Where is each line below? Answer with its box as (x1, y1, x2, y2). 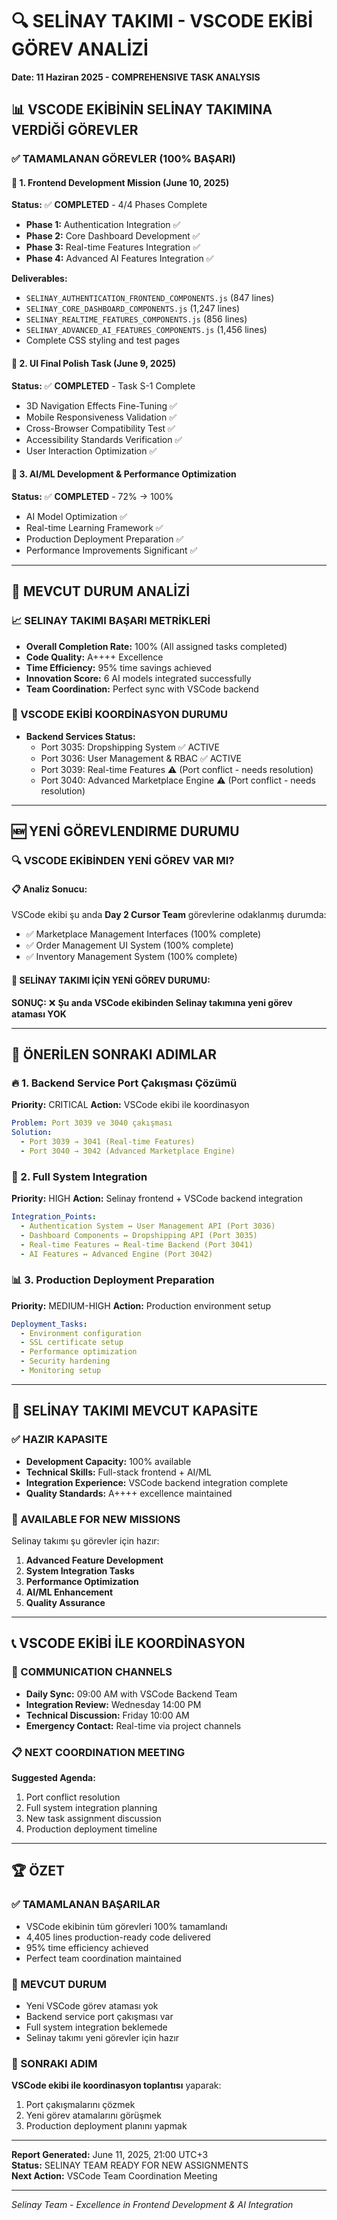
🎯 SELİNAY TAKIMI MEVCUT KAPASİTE (11, 1403, 259, 1420)
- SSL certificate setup (20, 1338, 124, 1348)
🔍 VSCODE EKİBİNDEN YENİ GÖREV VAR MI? (11, 854, 235, 868)
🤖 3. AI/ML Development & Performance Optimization (11, 468, 237, 480)
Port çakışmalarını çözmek (25, 2099, 136, 2111)
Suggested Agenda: (11, 1771, 96, 1783)
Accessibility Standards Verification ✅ (25, 433, 183, 445)
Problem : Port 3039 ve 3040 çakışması (11, 1118, 173, 1128)
